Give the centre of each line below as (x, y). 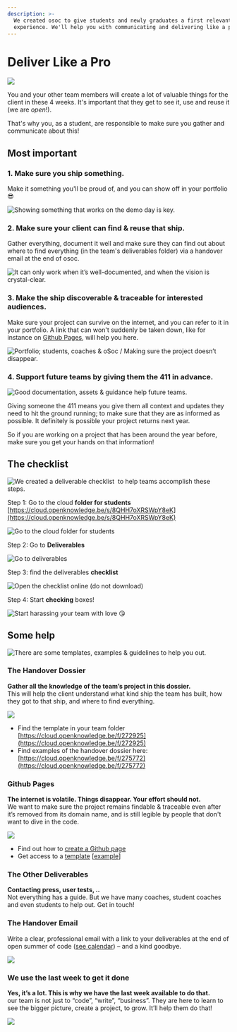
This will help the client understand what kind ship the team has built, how (115, 694)
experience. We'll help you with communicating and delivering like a (120, 27)
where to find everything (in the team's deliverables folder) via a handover (115, 251)
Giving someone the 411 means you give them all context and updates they (116, 405)
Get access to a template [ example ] (69, 856)
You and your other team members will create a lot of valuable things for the (118, 95)
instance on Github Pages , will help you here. (73, 337)
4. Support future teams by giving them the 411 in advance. (110, 376)
